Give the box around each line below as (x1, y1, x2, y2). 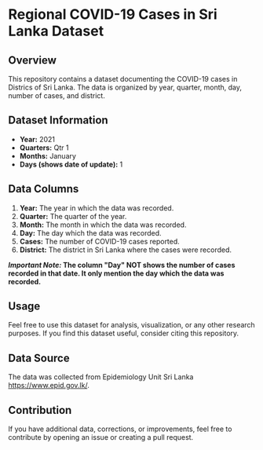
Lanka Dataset (8, 22, 104, 40)
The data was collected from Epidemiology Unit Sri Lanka (8, 372, 194, 382)
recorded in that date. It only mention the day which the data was (8, 269, 225, 278)
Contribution (8, 403, 72, 417)
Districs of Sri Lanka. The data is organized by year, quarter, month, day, (8, 82, 242, 92)
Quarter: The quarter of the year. (19, 211, 127, 221)
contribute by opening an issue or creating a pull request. (8, 433, 194, 442)
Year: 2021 (19, 134, 56, 144)
